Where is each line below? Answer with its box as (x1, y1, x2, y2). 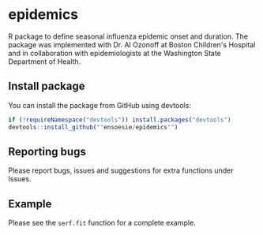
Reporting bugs (8, 144, 87, 159)
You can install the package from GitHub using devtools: (8, 100, 192, 110)
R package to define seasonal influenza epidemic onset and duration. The (8, 32, 249, 41)
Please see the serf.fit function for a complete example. (8, 218, 196, 228)
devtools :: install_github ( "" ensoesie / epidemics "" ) (8, 123, 178, 131)
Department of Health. (8, 57, 81, 66)
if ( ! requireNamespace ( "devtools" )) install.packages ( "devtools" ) (8, 116, 231, 124)
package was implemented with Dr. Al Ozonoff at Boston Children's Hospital (8, 39, 256, 49)
